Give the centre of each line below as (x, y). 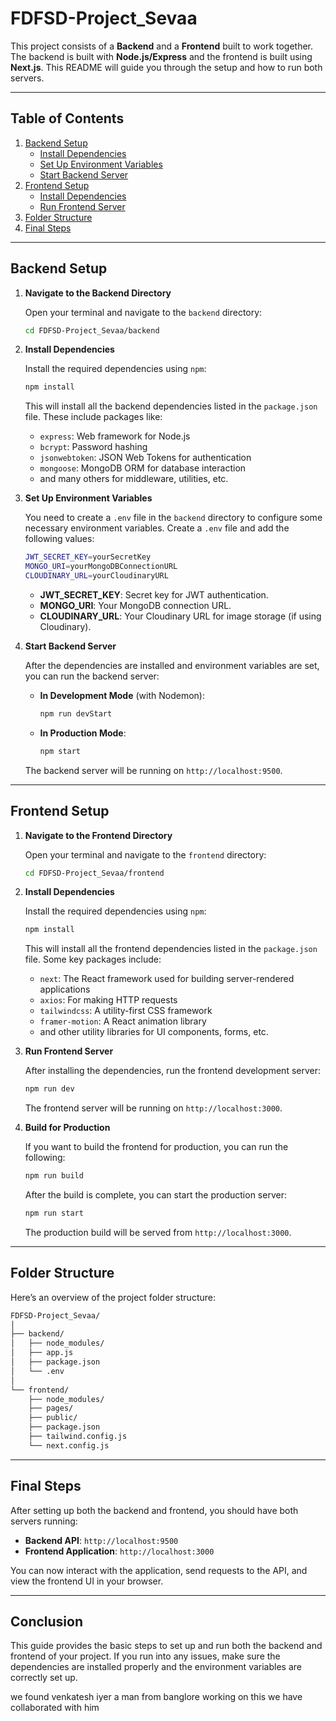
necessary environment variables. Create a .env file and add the (157, 528)
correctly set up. (44, 1678)
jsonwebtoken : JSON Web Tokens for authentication (145, 458)
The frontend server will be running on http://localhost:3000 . (153, 1108)
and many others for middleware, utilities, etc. (134, 479)
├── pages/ (51, 1408)
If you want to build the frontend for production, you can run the (156, 1147)
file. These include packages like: (93, 417)
